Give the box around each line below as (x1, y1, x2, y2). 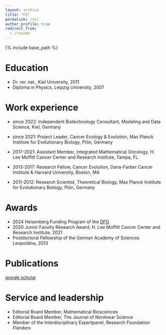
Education (5, 62, 49, 74)
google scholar (5, 274, 37, 280)
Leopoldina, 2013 (12, 240, 49, 246)
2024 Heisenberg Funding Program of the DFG (12, 219, 109, 225)
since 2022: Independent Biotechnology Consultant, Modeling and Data (12, 118, 161, 124)
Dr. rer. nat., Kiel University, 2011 (12, 79, 79, 85)
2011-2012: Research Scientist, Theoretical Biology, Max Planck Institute (12, 179, 161, 185)
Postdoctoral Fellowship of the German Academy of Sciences (12, 235, 139, 241)
